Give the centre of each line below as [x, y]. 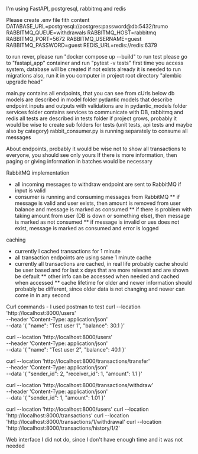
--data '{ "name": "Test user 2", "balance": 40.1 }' [66, 350]
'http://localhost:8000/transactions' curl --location [68, 416]
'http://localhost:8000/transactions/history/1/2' [63, 428]
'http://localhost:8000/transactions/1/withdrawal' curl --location [84, 422]
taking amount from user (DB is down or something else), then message [102, 216]
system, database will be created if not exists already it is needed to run [94, 69]
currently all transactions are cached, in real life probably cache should [101, 264]
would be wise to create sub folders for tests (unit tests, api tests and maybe [99, 125]
